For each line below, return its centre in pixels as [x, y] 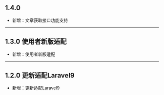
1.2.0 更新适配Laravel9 [40, 75]
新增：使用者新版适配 [33, 54]
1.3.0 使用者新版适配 [36, 41]
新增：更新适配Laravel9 [36, 88]
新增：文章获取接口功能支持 [40, 20]
